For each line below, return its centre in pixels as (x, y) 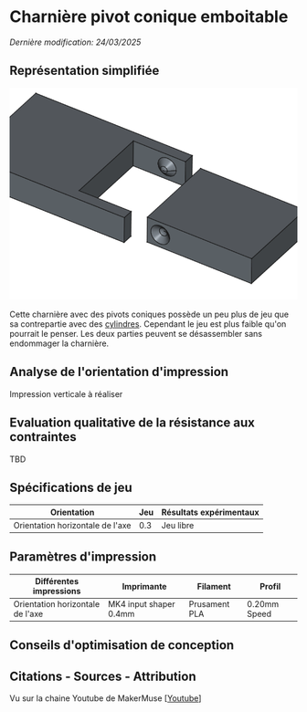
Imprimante (144, 586)
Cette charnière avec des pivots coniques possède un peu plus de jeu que (149, 314)
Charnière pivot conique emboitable (149, 17)
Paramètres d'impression (83, 557)
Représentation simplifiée (85, 71)
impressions (57, 592)
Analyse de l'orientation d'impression (119, 372)
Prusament (209, 604)
